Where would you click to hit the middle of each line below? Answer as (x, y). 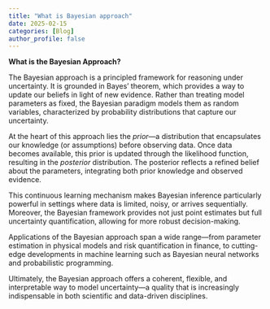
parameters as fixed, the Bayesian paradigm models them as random (124, 103)
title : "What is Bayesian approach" (70, 16)
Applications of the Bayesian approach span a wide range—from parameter (135, 237)
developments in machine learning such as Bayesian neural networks (143, 255)
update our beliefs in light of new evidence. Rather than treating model (127, 95)
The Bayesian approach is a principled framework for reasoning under (126, 77)
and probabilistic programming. (61, 263)
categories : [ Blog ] (41, 31)
